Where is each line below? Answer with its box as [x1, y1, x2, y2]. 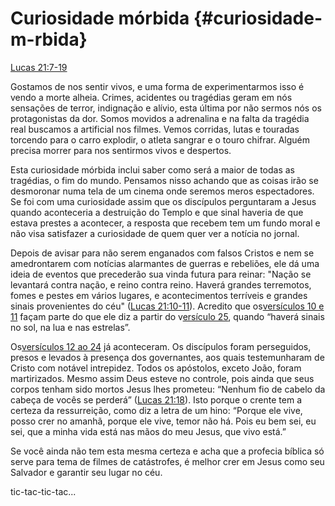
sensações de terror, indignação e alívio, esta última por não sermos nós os [10, 102, 322, 114]
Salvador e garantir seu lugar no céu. [10, 466, 163, 478]
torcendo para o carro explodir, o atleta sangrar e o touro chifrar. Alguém [10, 133, 311, 146]
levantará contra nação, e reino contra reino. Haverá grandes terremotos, [10, 278, 312, 291]
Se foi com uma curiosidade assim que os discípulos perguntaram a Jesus [10, 195, 317, 207]
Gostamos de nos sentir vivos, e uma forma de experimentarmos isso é [10, 80, 305, 92]
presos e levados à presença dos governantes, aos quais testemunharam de [10, 351, 325, 363]
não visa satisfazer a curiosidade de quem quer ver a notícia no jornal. [10, 227, 300, 239]
